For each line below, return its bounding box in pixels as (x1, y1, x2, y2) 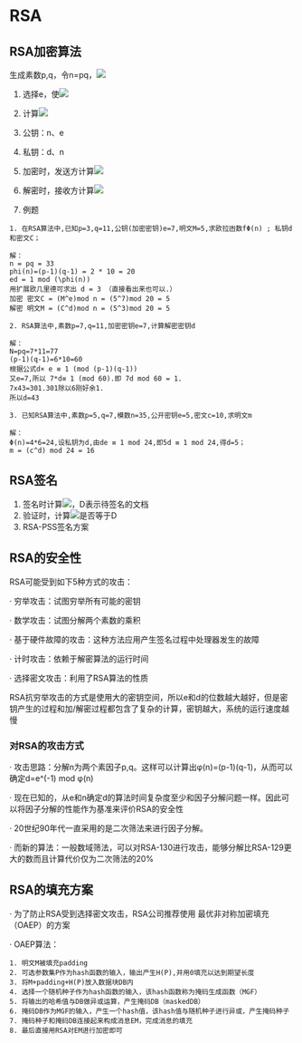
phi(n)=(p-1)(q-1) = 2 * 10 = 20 (9, 267, 136, 276)
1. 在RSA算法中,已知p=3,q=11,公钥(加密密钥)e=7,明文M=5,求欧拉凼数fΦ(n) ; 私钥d (9, 224, 293, 233)
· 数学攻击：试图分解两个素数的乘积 (9, 614, 141, 625)
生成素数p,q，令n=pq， (9, 70, 97, 80)
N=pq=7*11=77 (9, 347, 59, 356)
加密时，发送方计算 (22, 166, 95, 177)
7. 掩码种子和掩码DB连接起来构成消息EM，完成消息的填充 (9, 1016, 193, 1025)
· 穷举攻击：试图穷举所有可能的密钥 (9, 595, 141, 606)
